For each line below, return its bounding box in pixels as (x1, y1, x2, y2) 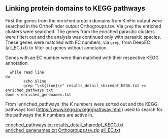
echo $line (23, 78, 47, 84)
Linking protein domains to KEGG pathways (5, 4, 146, 13)
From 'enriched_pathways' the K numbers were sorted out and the (5, 101, 144, 107)
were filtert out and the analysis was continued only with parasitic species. (5, 34, 161, 40)
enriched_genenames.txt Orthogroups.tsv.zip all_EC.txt (5, 127, 121, 133)
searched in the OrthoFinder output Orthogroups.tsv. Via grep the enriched (5, 23, 161, 29)
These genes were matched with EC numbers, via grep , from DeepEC (5, 39, 151, 45)
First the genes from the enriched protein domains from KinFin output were (5, 17, 162, 23)
